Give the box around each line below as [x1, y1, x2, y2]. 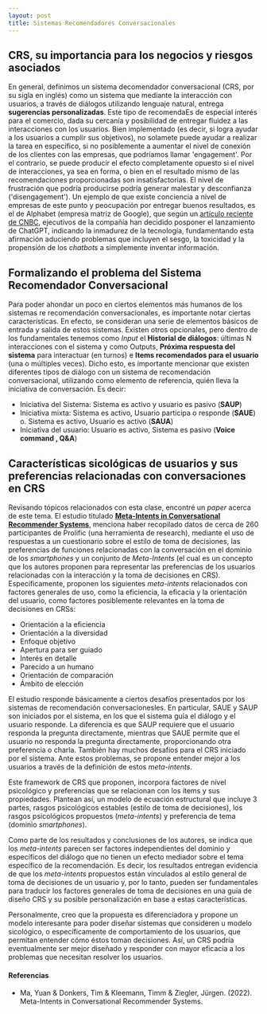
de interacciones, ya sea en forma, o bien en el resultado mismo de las [8, 166, 240, 176]
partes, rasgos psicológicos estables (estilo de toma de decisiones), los [8, 802, 243, 812]
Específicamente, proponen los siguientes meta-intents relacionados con [8, 578, 248, 588]
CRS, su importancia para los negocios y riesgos [8, 49, 253, 62]
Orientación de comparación [19, 670, 114, 679]
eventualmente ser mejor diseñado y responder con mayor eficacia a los [8, 943, 246, 953]
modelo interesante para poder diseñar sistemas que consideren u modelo [8, 918, 253, 928]
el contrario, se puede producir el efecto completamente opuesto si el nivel [8, 159, 254, 168]
